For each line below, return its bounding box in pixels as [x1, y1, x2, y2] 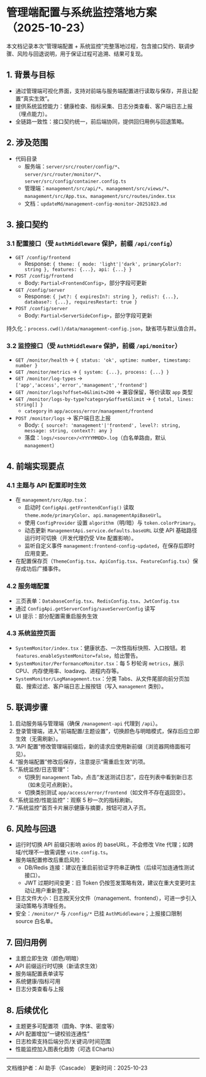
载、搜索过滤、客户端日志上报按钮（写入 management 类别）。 [15, 682, 167, 690]
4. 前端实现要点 [6, 461, 64, 471]
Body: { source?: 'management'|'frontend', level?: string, [24, 421, 181, 428]
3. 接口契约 [6, 219, 48, 230]
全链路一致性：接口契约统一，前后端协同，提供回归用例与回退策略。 [15, 118, 188, 125]
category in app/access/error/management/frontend [24, 407, 153, 414]
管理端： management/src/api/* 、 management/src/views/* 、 [24, 185, 173, 192]
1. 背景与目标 [6, 70, 55, 80]
